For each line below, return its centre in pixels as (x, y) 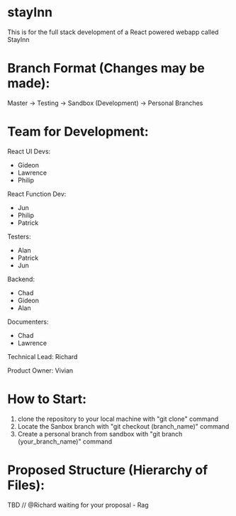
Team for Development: (78, 132)
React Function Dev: (37, 194)
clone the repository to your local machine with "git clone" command (118, 419)
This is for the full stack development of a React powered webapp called (113, 32)
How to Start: (47, 399)
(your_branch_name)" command (64, 441)
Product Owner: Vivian (40, 370)
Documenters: (28, 322)
